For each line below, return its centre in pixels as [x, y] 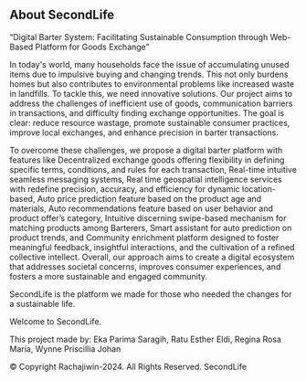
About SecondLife [62, 15]
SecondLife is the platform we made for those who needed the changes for [151, 294]
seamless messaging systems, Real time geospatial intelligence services [146, 179]
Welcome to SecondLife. [56, 321]
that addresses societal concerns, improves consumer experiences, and [145, 266]
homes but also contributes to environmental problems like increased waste [152, 84]
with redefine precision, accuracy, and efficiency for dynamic [125, 189]
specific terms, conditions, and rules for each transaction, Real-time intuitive [153, 169]
